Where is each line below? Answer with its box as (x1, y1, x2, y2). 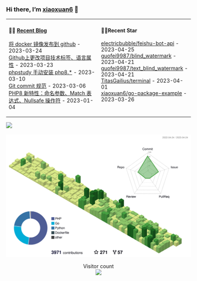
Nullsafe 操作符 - (23, 97, 66, 104)
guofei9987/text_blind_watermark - (101, 65, 188, 72)
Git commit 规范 (8, 82, 47, 90)
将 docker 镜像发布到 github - (8, 40, 81, 48)
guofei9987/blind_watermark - (101, 52, 177, 59)
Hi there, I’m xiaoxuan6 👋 (6, 5, 79, 13)
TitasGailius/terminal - (101, 77, 155, 84)
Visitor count (83, 262, 114, 269)
